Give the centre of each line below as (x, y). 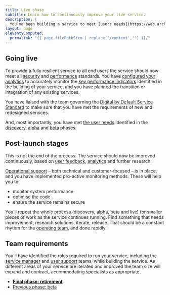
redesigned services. (27, 112)
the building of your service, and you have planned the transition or (75, 87)
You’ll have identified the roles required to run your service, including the (81, 256)
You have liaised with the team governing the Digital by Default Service (79, 102)
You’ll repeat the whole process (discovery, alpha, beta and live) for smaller (84, 212)
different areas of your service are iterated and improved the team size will (83, 267)
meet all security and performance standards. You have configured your (80, 76)
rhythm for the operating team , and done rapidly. (56, 228)
